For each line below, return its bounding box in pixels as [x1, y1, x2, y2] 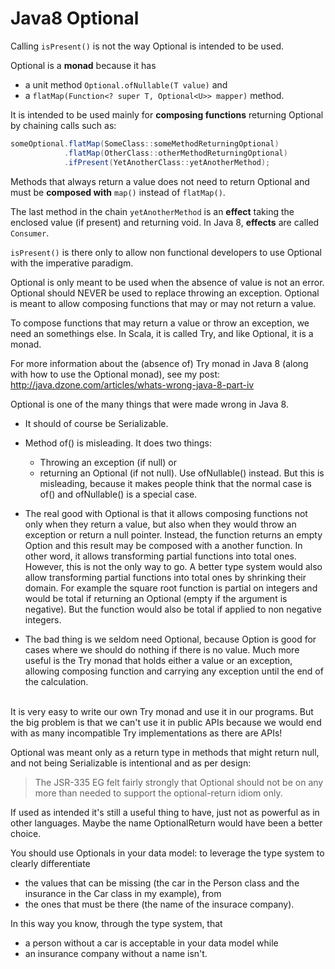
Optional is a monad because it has [10, 59, 157, 71]
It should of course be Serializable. [24, 417, 169, 429]
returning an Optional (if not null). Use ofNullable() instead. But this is [39, 467, 325, 479]
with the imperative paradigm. [10, 257, 134, 269]
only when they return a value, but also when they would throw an [24, 518, 297, 530]
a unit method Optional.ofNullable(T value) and [24, 78, 228, 91]
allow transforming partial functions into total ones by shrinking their [24, 571, 307, 583]
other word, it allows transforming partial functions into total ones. [24, 550, 297, 562]
